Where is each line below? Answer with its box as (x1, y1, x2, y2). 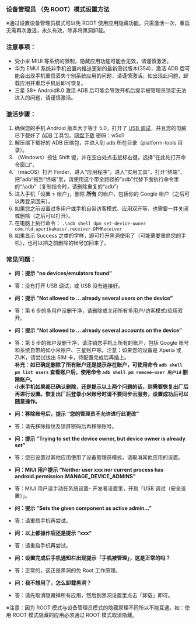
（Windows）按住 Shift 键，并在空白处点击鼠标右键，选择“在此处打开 (14, 153, 181, 160)
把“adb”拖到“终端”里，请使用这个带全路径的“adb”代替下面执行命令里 (14, 176, 180, 183)
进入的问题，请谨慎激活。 (14, 94, 76, 101)
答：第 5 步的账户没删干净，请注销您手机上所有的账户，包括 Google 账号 (14, 340, 190, 347)
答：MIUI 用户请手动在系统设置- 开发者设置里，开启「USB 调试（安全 (14, 485, 181, 492)
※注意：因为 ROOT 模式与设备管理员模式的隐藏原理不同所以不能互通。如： (6, 604, 185, 611)
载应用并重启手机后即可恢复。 (14, 79, 86, 86)
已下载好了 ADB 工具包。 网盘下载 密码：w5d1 (14, 132, 124, 139)
